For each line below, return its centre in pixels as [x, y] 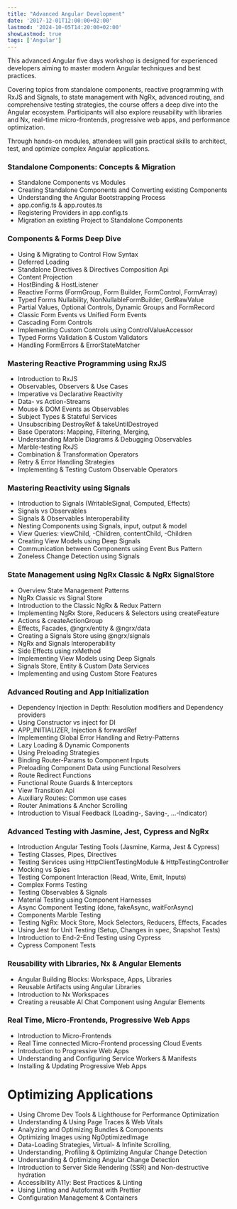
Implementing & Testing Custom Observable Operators [98, 469]
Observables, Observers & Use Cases [73, 387]
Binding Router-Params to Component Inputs [83, 760]
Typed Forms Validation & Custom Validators [83, 337]
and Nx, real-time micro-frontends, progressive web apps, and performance [119, 120]
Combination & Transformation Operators [78, 454]
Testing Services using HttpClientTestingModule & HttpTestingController [123, 862]
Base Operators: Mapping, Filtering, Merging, [84, 432]
